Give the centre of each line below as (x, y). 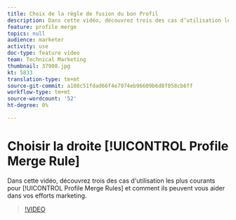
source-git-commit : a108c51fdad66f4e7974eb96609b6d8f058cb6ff (100, 86)
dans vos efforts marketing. (47, 195)
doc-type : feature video (44, 53)
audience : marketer (36, 40)
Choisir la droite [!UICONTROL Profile (118, 147)
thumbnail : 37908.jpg (39, 66)
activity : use (28, 46)
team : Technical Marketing (47, 60)
